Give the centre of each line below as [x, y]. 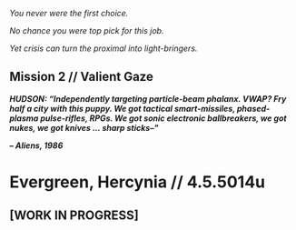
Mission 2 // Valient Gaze [82, 77]
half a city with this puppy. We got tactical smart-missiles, [123, 108]
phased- [253, 108]
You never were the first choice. [69, 13]
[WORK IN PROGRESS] [74, 216]
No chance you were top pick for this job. [87, 30]
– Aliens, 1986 [36, 145]
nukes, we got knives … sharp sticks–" [84, 127]
